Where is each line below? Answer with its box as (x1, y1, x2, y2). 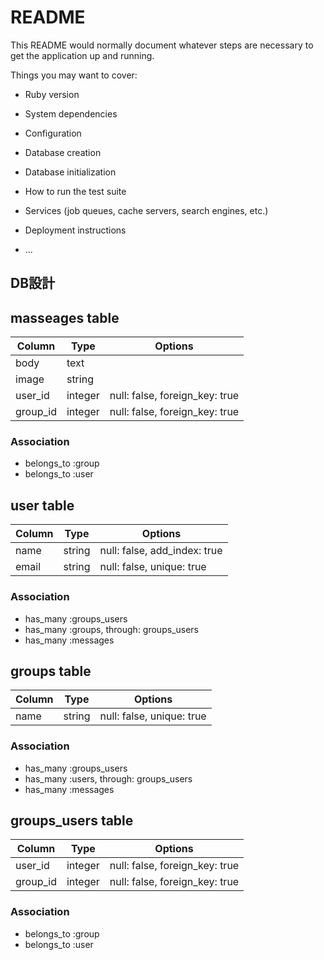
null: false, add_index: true (99, 544, 223, 558)
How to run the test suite (24, 185, 127, 197)
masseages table (10, 309, 120, 326)
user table (10, 497, 75, 514)
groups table (10, 662, 92, 680)
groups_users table (10, 812, 134, 830)
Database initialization (24, 166, 117, 178)
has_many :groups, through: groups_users (24, 623, 199, 635)
